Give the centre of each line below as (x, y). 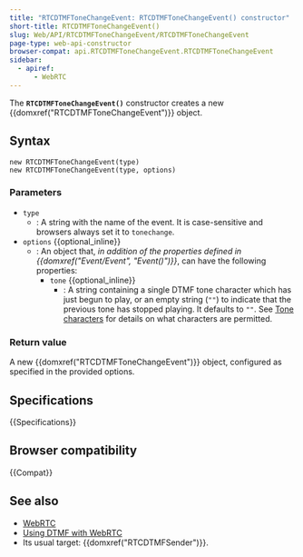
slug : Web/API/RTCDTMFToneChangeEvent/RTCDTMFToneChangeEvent (129, 35)
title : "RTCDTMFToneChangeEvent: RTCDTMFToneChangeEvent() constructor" (150, 18)
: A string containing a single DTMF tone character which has (177, 289)
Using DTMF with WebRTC (72, 532)
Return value (38, 342)
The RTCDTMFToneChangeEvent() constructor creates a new (117, 103)
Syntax (30, 141)
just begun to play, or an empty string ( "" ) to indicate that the (177, 299)
